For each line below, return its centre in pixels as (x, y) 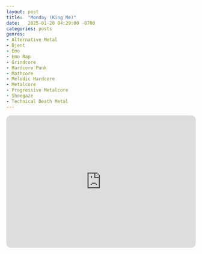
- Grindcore (21, 62)
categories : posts (29, 29)
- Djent (16, 46)
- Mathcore (20, 73)
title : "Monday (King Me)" (41, 17)
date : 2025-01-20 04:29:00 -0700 (51, 23)
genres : (16, 34)
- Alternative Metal (32, 40)
